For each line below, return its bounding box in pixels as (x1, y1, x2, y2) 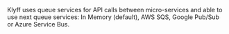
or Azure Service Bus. (7, 20, 70, 28)
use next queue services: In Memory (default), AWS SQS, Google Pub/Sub (7, 13, 220, 21)
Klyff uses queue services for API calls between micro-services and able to (7, 6, 223, 14)
